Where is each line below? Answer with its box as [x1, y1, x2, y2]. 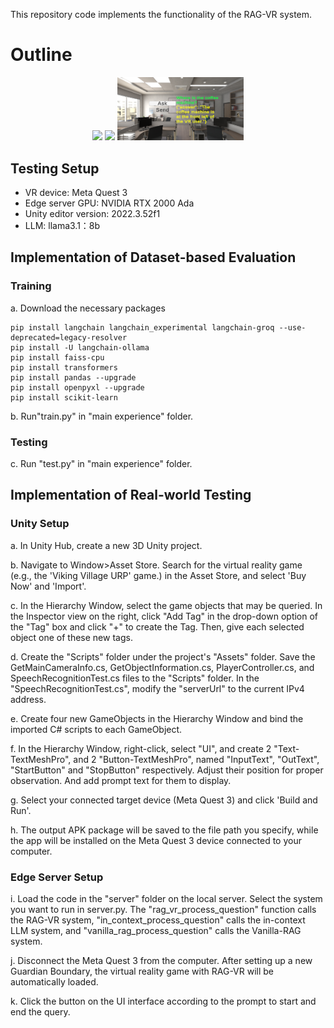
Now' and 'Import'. [10, 580, 87, 592]
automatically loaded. [10, 976, 99, 988]
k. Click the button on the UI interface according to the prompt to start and [10, 995, 317, 1008]
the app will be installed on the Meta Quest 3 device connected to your [10, 834, 302, 846]
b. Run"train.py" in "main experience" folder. [10, 410, 194, 422]
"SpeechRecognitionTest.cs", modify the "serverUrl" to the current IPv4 [10, 682, 305, 694]
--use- [278, 322, 307, 333]
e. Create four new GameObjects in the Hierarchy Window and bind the [10, 712, 304, 724]
